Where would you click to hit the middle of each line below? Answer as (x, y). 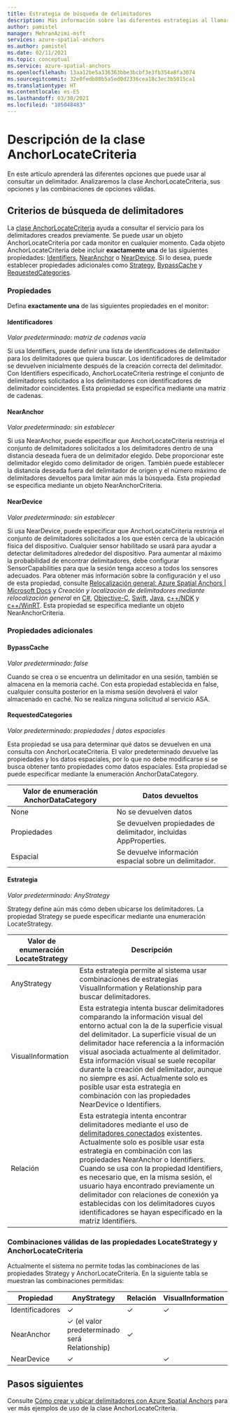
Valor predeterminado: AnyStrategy (59, 896)
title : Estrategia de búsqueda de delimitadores (79, 14)
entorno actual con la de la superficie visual (151, 1026)
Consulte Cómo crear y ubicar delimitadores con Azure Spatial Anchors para (117, 1401)
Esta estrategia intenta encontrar (133, 1116)
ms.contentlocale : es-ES (43, 92)
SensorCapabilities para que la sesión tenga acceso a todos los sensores (113, 568)
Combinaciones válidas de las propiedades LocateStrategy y (113, 1242)
